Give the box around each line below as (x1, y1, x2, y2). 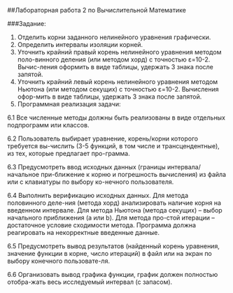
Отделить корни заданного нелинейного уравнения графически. (17, 33, 211, 41)
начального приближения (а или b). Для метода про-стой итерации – (7, 213, 215, 222)
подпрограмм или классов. (7, 121, 90, 129)
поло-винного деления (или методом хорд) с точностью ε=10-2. (17, 55, 211, 64)
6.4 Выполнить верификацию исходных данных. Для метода (7, 192, 189, 199)
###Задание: (7, 20, 47, 27)
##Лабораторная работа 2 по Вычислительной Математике (7, 6, 187, 14)
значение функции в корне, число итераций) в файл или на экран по (7, 250, 212, 257)
